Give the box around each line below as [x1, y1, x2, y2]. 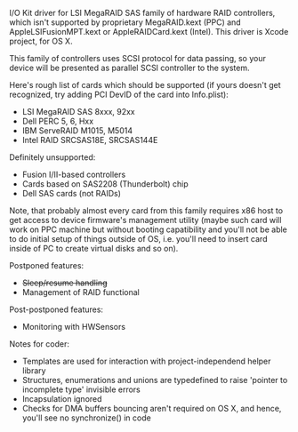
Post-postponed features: [9, 304, 104, 315]
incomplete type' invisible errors [21, 384, 141, 395]
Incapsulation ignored [21, 394, 102, 404]
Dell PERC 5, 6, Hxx [21, 116, 94, 126]
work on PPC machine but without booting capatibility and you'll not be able [9, 224, 287, 235]
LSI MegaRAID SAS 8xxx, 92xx [21, 107, 135, 116]
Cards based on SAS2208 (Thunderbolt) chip [21, 179, 189, 189]
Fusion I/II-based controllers [21, 169, 126, 180]
